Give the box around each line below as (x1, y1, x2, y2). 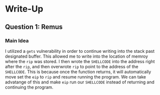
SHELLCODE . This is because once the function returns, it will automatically (5, 69, 152, 75)
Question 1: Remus (5, 23, 63, 31)
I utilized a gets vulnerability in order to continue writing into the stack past (5, 48, 155, 54)
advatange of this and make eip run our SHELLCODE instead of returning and (5, 79, 155, 85)
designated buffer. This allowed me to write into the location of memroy (5, 53, 148, 59)
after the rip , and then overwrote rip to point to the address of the (5, 63, 139, 69)
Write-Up (5, 3, 44, 15)
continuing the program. (5, 84, 53, 90)
